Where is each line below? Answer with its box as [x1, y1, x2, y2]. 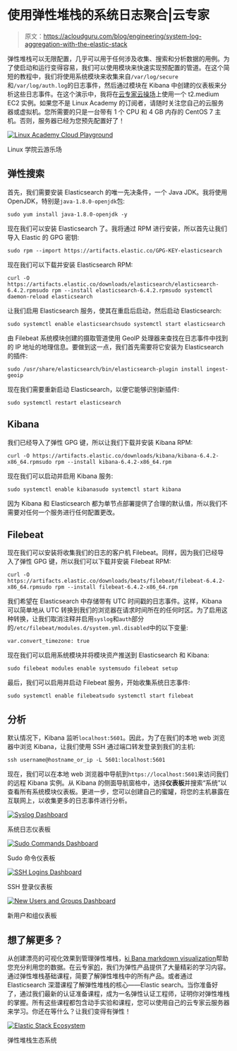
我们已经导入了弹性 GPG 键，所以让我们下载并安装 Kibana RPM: [7, 438, 193, 446]
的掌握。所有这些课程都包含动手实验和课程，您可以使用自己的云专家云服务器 [7, 999, 230, 1006]
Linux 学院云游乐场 [7, 145, 62, 153]
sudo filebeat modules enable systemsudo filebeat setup [7, 665, 178, 673]
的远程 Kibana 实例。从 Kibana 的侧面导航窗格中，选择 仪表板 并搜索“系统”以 [7, 779, 227, 787]
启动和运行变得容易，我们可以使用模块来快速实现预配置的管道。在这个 [19, 63, 224, 71]
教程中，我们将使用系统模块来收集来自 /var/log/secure [19, 72, 178, 81]
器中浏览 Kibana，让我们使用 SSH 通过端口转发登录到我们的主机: [7, 743, 195, 751]
